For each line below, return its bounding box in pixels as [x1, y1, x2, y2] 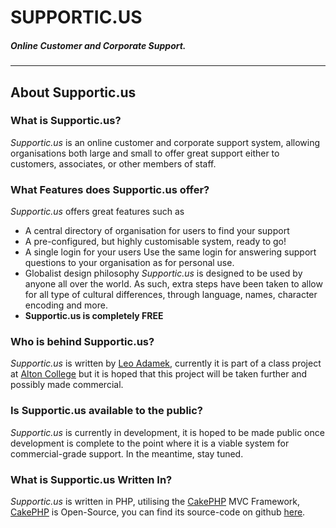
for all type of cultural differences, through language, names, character [24, 289, 318, 301]
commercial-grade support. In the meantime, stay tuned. [10, 447, 244, 460]
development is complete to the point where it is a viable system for [10, 437, 290, 449]
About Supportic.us [10, 84, 137, 101]
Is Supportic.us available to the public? [10, 404, 204, 418]
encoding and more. [24, 299, 108, 311]
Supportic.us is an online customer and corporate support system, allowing [10, 136, 321, 148]
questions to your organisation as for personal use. [24, 257, 235, 269]
